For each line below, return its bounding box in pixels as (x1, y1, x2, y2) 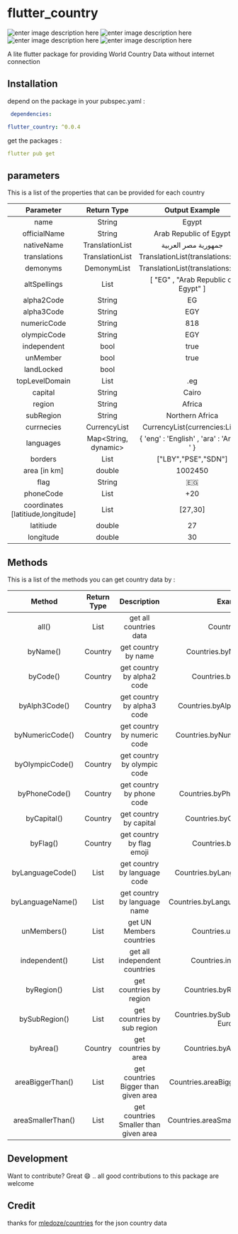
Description (119, 596, 160, 606)
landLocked (23, 364, 64, 374)
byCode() (28, 672, 60, 681)
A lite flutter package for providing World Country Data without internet (7, 50, 215, 58)
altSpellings (23, 279, 63, 289)
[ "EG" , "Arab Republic (149, 275, 227, 285)
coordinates (23, 501, 64, 510)
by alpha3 (123, 701, 157, 711)
